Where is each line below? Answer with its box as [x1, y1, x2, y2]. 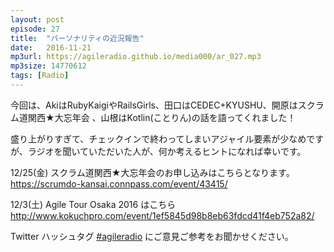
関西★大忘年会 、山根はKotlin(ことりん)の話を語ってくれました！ [27, 111, 297, 123]
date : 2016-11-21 [10, 42, 92, 53]
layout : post [10, 14, 65, 25]
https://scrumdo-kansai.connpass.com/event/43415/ [10, 177, 228, 190]
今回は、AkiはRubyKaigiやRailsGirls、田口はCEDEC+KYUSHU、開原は [10, 99, 298, 111]
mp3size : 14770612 [10, 61, 87, 71]
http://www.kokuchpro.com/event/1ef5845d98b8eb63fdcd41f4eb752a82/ [10, 209, 315, 221]
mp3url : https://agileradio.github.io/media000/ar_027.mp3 [10, 52, 262, 62]
